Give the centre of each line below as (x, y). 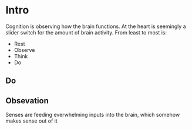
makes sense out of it (31, 121)
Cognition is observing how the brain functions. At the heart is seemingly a (96, 26)
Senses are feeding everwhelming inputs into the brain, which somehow (93, 115)
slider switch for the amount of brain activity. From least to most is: (86, 32)
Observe (24, 50)
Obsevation (27, 101)
